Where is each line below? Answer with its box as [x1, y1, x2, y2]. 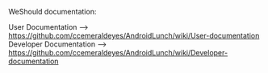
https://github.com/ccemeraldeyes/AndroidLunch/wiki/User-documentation [8, 31, 260, 40]
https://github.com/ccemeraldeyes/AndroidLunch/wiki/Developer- [8, 48, 228, 57]
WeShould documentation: [8, 7, 97, 16]
